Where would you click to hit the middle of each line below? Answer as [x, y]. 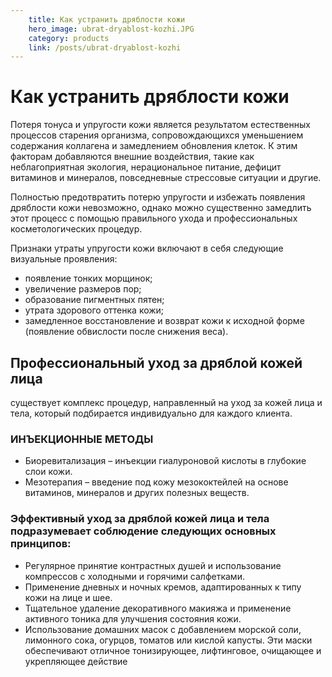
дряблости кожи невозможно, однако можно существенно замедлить [161, 208]
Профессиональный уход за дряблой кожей [156, 362]
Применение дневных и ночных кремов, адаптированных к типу [163, 587]
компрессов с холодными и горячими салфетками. [134, 576]
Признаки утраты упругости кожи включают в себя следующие [147, 248]
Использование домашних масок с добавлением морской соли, [163, 629]
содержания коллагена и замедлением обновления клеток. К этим [154, 146]
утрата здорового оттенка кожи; [94, 310]
